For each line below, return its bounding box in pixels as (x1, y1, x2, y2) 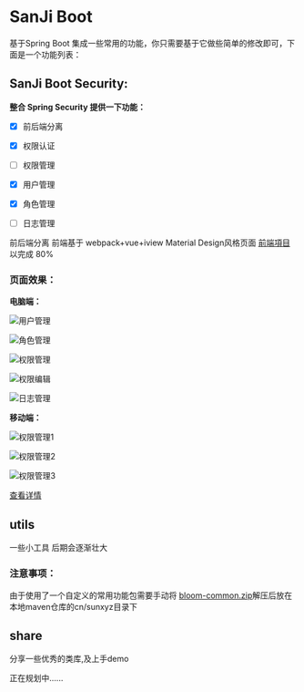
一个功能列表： (25, 48, 82, 60)
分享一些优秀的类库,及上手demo (9, 654, 129, 665)
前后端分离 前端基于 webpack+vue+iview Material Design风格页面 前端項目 (9, 237, 291, 248)
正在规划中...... (9, 673, 64, 684)
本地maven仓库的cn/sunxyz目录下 (9, 601, 138, 612)
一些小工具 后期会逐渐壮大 (9, 542, 107, 553)
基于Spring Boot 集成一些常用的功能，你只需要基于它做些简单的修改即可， (9, 37, 288, 48)
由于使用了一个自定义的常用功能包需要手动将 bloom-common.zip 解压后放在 (9, 590, 293, 601)
